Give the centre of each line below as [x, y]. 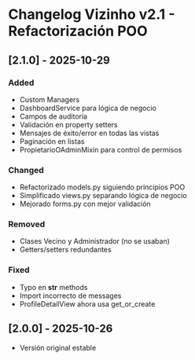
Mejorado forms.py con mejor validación [85, 204]
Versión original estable [58, 347]
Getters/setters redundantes [65, 250]
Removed [27, 224]
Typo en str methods [53, 287]
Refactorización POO [78, 31]
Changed [26, 170]
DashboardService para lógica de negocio [88, 108]
